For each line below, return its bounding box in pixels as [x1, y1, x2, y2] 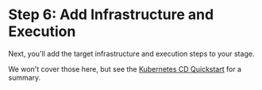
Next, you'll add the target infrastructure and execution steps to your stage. [8, 49, 255, 58]
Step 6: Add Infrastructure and [8, 6, 214, 24]
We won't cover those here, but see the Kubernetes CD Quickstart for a [8, 64, 242, 73]
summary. [8, 72, 41, 82]
